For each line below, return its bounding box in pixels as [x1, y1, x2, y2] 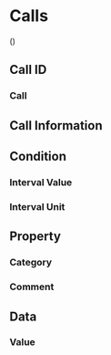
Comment [9, 280, 55, 293]
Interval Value [9, 175, 73, 188]
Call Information [9, 118, 103, 133]
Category [9, 256, 53, 269]
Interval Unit [9, 200, 66, 213]
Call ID [9, 62, 47, 78]
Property [9, 229, 62, 245]
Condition [9, 149, 66, 164]
